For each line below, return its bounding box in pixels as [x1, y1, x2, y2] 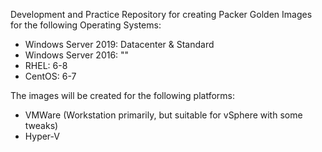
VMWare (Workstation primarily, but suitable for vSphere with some [24, 109, 303, 121]
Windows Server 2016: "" [24, 49, 130, 61]
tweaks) [24, 120, 59, 131]
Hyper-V [24, 130, 60, 142]
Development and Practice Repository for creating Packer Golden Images [10, 9, 313, 20]
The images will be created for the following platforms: [10, 90, 236, 101]
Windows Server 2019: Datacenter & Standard [24, 39, 215, 50]
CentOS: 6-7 [24, 70, 77, 82]
